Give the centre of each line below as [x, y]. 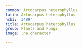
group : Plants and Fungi [31, 29]
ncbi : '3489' [19, 19]
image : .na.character [28, 33]
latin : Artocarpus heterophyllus [40, 15]
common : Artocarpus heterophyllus [42, 10]
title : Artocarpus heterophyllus [40, 24]
